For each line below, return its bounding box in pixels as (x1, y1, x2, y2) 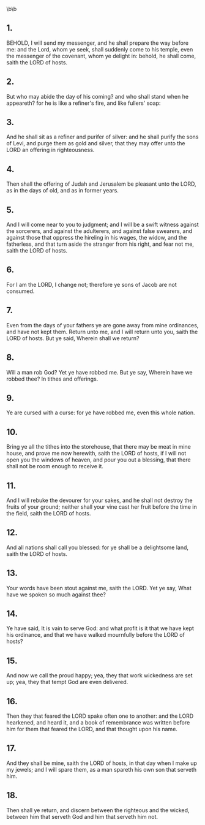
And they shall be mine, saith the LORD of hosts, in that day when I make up (6, 759, 198, 767)
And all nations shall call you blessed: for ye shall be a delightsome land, (6, 544, 188, 551)
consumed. (6, 287, 35, 295)
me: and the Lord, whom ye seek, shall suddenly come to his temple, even (6, 45, 193, 53)
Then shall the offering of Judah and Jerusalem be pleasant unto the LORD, (6, 180, 197, 188)
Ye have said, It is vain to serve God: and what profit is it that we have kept (6, 625, 195, 632)
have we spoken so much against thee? (6, 591, 106, 598)
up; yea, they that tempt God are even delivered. (6, 679, 129, 686)
